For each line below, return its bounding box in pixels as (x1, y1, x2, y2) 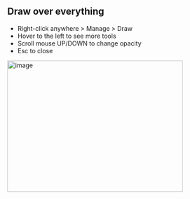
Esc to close (17, 46, 53, 55)
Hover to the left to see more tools (17, 32, 117, 40)
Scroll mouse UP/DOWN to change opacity (17, 39, 142, 48)
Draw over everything (7, 6, 104, 18)
